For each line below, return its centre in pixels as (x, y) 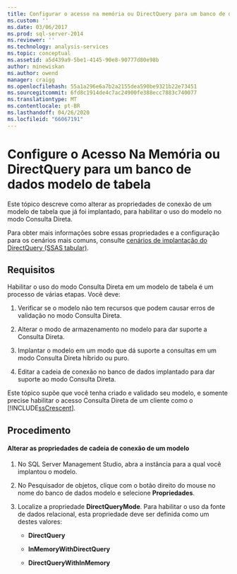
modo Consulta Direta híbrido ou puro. (73, 358)
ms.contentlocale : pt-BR (44, 106)
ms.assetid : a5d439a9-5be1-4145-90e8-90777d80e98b (83, 60)
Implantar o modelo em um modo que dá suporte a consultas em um (117, 350)
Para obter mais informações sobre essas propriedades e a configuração (114, 233)
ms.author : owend (33, 73)
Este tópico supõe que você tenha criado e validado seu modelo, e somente (117, 393)
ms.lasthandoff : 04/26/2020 (49, 113)
